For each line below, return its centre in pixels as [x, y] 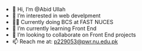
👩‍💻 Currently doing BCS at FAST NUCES [63, 22]
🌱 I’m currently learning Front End [54, 28]
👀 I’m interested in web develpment [56, 16]
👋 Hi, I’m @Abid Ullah [39, 9]
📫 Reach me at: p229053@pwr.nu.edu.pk [65, 41]
